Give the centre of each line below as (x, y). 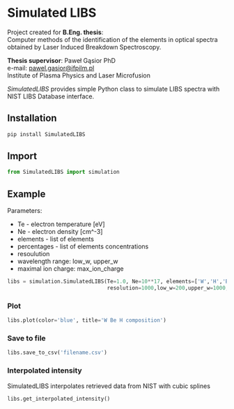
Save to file (27, 338)
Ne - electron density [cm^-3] (60, 232)
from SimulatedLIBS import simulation (63, 172)
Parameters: (25, 211)
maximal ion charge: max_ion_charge (70, 269)
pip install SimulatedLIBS (46, 134)
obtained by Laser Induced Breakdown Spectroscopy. (84, 47)
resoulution (33, 254)
